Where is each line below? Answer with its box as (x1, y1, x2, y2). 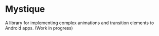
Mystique (5, 3, 45, 15)
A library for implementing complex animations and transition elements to (5, 20, 154, 26)
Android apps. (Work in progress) (5, 25, 73, 31)
